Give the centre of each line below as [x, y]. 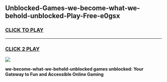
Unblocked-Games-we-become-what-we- [73, 8]
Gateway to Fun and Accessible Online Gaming [54, 74]
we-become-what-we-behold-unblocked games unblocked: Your [74, 69]
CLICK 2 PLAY [22, 49]
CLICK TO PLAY [24, 30]
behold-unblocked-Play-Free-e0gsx [63, 16]
